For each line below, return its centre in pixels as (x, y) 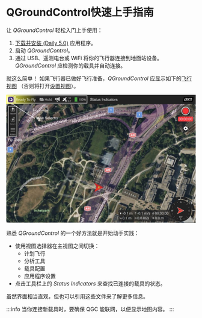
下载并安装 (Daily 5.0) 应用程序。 (55, 43)
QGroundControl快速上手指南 (80, 12)
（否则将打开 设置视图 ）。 (48, 86)
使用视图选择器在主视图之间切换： (57, 246)
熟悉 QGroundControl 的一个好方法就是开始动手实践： (73, 233)
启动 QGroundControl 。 (44, 50)
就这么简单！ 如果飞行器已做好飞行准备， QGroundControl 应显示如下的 (94, 78)
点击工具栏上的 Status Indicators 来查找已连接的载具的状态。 (90, 283)
